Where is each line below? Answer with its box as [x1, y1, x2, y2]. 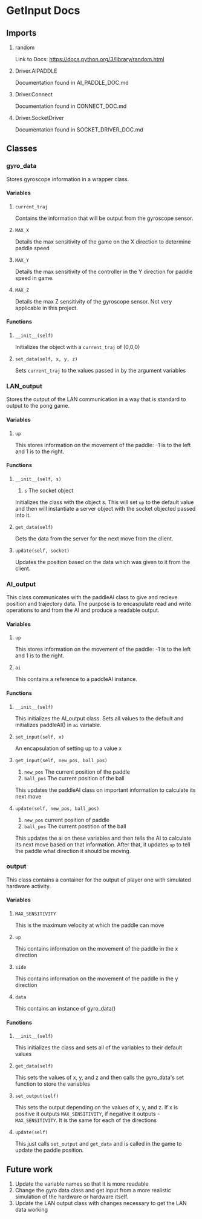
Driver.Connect [15, 91, 53, 98]
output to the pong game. [6, 402, 70, 410]
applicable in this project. [15, 304, 78, 311]
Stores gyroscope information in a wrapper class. [6, 175, 129, 182]
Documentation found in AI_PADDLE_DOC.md [15, 79, 129, 86]
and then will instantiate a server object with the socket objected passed [15, 505, 196, 512]
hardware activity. [6, 882, 51, 889]
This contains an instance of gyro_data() [15, 1005, 116, 1012]
